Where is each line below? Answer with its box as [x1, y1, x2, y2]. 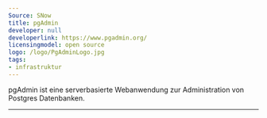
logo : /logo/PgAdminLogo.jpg [8, 48, 105, 56]
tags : [8, 56, 26, 64]
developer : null [8, 26, 62, 34]
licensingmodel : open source [8, 41, 105, 49]
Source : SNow [8, 11, 52, 20]
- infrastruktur [8, 63, 62, 71]
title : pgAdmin [8, 19, 59, 27]
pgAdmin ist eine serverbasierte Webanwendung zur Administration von [8, 85, 245, 94]
